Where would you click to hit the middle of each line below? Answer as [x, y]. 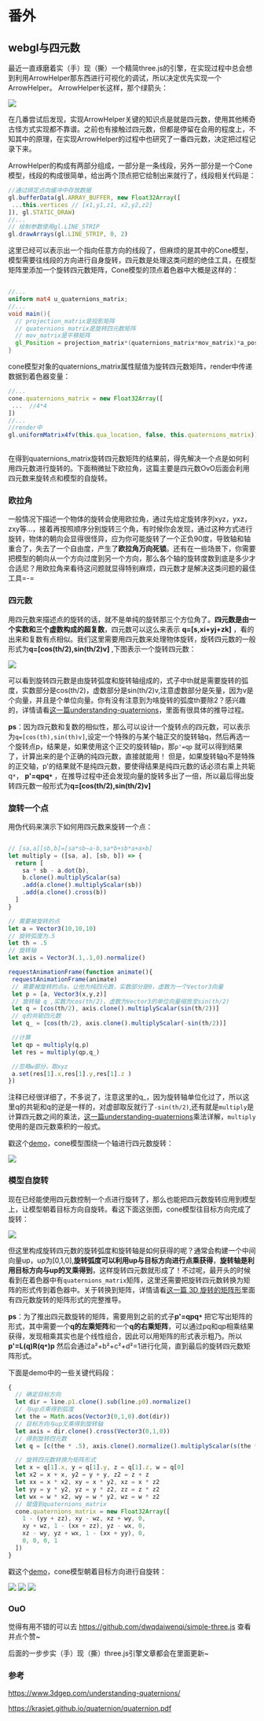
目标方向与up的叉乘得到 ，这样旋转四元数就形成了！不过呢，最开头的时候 [133, 1270]
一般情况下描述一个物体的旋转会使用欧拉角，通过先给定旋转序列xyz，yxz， [130, 519]
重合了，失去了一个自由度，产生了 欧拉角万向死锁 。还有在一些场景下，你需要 [132, 549]
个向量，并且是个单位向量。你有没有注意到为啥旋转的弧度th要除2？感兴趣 [127, 700]
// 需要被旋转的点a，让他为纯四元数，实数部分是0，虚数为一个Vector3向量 [117, 987]
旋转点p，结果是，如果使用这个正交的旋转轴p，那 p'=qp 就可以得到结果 [128, 746]
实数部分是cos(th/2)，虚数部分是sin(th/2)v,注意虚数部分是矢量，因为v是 [137, 690]
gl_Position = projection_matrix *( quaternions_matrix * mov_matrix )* [128, 343]
